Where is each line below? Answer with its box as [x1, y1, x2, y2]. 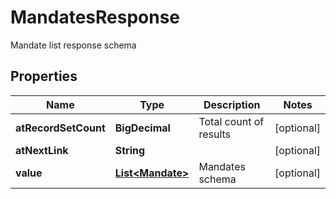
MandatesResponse [10, 6, 181, 29]
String [114, 143, 146, 157]
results [198, 127, 232, 141]
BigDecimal [114, 121, 171, 135]
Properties [10, 68, 78, 85]
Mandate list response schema [10, 39, 137, 51]
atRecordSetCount [15, 121, 106, 135]
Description [203, 97, 261, 111]
